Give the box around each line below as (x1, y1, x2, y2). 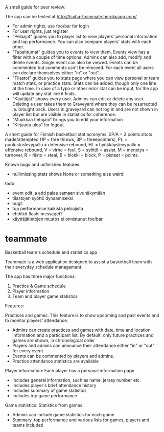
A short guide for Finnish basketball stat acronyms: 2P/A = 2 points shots (5, 132, 153, 137)
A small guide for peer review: (5, 4, 66, 10)
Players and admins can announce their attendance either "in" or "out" (12, 342, 155, 348)
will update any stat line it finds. (12, 91, 76, 96)
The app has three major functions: (5, 273, 76, 279)
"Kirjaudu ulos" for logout (12, 122, 64, 128)
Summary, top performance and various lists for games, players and (12, 417, 150, 423)
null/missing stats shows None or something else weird (12, 171, 124, 177)
